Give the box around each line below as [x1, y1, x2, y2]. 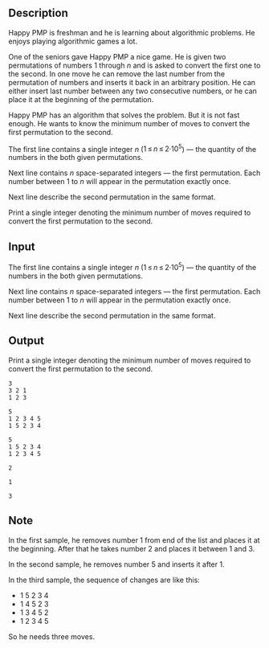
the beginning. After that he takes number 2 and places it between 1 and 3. [8, 543, 255, 553]
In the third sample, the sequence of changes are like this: [8, 575, 201, 584]
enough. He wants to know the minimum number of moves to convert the [8, 118, 251, 128]
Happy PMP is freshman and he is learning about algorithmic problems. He [8, 27, 255, 37]
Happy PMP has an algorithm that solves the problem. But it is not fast [8, 110, 240, 120]
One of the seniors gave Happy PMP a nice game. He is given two [8, 51, 226, 61]
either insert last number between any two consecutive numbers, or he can [8, 86, 257, 96]
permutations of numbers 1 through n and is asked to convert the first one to [8, 60, 261, 70]
